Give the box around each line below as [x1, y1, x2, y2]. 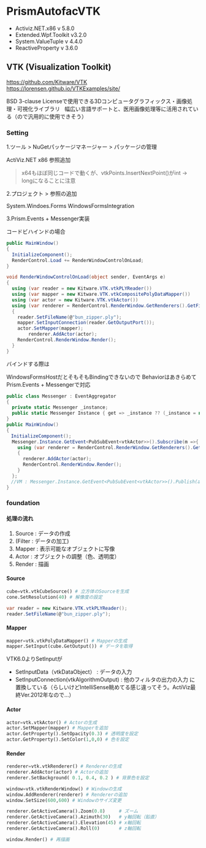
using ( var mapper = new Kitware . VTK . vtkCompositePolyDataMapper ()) [12, 291, 191, 298]
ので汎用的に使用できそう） [17, 112, 87, 120]
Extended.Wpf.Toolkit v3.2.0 [15, 31, 87, 38]
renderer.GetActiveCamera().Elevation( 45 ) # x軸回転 [6, 820, 141, 826]
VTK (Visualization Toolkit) [6, 62, 112, 72]
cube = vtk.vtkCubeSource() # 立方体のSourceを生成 [6, 588, 129, 595]
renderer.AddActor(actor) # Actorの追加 [6, 769, 109, 776]
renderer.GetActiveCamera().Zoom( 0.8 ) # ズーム [6, 808, 139, 814]
